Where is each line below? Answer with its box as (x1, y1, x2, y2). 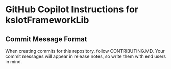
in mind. (5, 59, 22, 64)
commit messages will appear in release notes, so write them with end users (5, 53, 166, 59)
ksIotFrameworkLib (5, 14, 89, 26)
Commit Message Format (5, 34, 87, 43)
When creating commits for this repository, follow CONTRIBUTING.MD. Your (5, 48, 165, 54)
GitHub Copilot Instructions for (5, 4, 139, 15)
